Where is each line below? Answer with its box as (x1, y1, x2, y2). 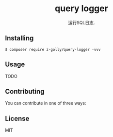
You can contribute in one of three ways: (5, 100, 86, 106)
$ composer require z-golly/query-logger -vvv (5, 47, 101, 52)
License (5, 114, 30, 122)
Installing (5, 34, 34, 42)
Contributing (5, 87, 45, 96)
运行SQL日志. (68, 20, 95, 25)
